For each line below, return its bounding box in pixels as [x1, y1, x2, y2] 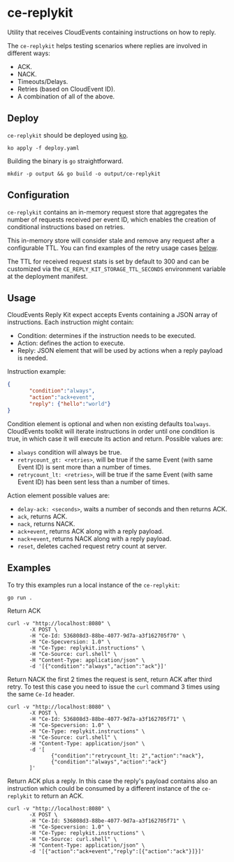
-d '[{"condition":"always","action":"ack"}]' [29, 662, 168, 670]
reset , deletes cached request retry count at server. [17, 541, 167, 550]
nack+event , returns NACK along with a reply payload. [17, 534, 172, 543]
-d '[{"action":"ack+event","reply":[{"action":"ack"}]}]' [29, 847, 205, 855]
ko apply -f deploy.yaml [7, 145, 80, 152]
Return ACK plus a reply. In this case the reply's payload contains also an [7, 777, 218, 785]
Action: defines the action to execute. [17, 339, 126, 347]
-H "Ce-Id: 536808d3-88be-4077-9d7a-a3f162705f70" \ [29, 632, 187, 639]
